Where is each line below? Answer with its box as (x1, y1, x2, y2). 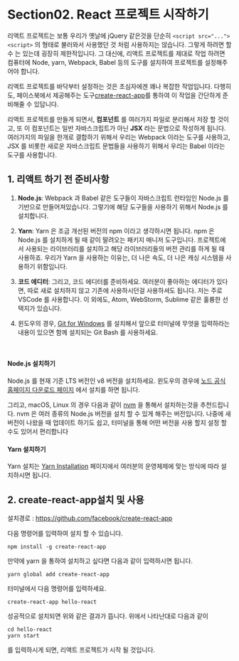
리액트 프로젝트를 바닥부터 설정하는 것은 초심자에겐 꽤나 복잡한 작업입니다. (7, 82, 213, 90)
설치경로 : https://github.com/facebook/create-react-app (7, 514, 173, 522)
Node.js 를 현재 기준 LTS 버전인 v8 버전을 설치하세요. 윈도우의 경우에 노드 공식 (7, 376, 226, 385)
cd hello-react (7, 625, 53, 633)
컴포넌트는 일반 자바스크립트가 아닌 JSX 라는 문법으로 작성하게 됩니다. (31, 124, 226, 132)
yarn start (7, 632, 40, 639)
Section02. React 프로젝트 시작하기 (7, 6, 209, 23)
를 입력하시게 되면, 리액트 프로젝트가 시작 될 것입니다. (7, 645, 155, 654)
